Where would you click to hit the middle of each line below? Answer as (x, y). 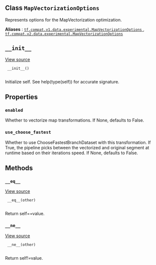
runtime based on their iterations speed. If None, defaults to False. (71, 153)
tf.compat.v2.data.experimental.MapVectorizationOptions (64, 34)
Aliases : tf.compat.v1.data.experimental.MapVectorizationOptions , (75, 29)
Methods (19, 168)
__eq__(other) (21, 200)
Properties (21, 97)
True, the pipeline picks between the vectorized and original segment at (77, 147)
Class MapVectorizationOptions (52, 8)
